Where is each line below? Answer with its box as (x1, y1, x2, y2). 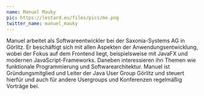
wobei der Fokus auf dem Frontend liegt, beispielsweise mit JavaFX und (6, 50, 188, 57)
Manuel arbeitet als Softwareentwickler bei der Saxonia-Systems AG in (6, 37, 185, 45)
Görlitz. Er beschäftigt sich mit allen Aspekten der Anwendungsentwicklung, (6, 43, 198, 51)
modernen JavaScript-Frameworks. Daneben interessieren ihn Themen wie (6, 56, 196, 64)
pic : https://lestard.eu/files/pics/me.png (6, 15, 119, 21)
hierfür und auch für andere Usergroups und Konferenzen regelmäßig (6, 76, 183, 83)
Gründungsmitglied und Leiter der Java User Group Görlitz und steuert (6, 70, 184, 77)
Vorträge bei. (6, 83, 40, 90)
